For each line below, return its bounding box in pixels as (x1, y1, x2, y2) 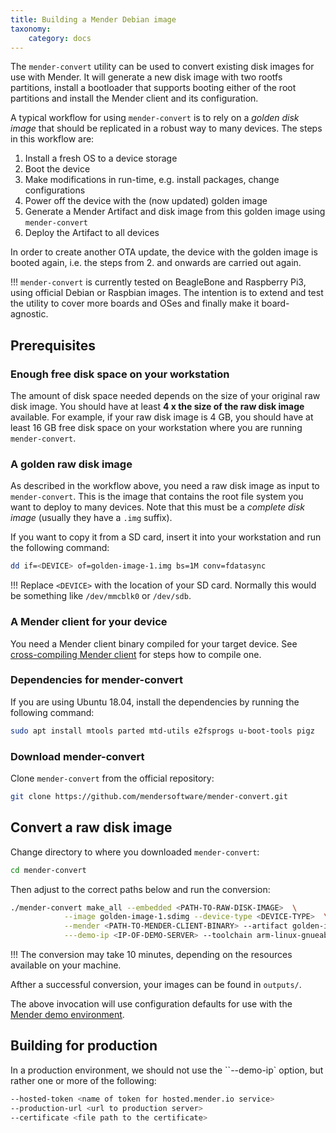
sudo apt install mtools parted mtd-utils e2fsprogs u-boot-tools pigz (10, 726, 315, 736)
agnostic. (10, 308, 49, 320)
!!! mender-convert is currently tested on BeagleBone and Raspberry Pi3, (10, 276, 307, 288)
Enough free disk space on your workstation (10, 367, 230, 381)
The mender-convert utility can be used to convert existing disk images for (10, 61, 315, 73)
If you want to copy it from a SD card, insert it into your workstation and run (10, 531, 322, 543)
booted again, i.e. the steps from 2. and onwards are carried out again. (10, 257, 302, 269)
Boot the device (24, 163, 91, 175)
